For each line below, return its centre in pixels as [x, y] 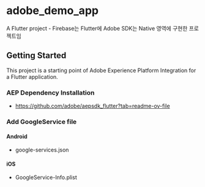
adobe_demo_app [53, 11]
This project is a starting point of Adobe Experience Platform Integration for [101, 70]
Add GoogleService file [42, 122]
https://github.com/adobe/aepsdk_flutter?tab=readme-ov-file [92, 106]
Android [17, 136]
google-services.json [42, 150]
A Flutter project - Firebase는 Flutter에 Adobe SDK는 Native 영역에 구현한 [97, 28]
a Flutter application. [32, 76]
